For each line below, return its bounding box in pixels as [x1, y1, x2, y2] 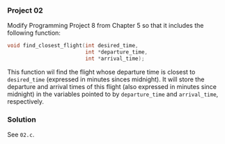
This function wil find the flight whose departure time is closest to [7, 67, 196, 76]
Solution [7, 114, 37, 124]
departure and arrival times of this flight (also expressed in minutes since [7, 82, 217, 90]
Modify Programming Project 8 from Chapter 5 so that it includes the [7, 22, 204, 30]
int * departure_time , [84, 49, 148, 56]
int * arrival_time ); [84, 55, 145, 63]
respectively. [7, 97, 44, 106]
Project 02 [7, 6, 43, 15]
